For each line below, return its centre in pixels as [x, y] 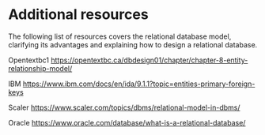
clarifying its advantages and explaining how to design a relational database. [133, 44]
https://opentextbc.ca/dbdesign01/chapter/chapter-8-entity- [150, 60]
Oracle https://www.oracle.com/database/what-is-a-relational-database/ [127, 122]
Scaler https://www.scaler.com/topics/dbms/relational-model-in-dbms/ [124, 107]
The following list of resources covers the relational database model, [120, 36]
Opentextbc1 [29, 60]
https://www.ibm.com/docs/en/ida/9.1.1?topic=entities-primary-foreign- [139, 84]
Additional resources [78, 15]
